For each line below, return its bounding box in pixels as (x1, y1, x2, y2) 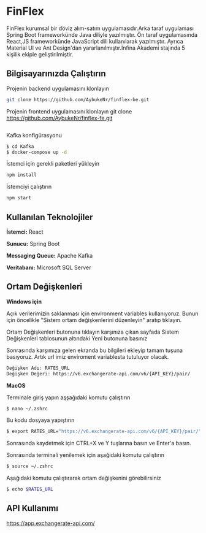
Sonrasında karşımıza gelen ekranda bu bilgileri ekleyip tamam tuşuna (6, 347, 183, 354)
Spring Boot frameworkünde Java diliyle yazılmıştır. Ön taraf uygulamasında (6, 31, 198, 38)
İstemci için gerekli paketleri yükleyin (6, 160, 100, 167)
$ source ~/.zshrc (6, 463, 53, 470)
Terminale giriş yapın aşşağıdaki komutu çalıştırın (6, 394, 131, 401)
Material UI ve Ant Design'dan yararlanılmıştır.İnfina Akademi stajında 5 (6, 44, 185, 52)
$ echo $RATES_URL (6, 486, 53, 493)
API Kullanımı (6, 503, 58, 513)
